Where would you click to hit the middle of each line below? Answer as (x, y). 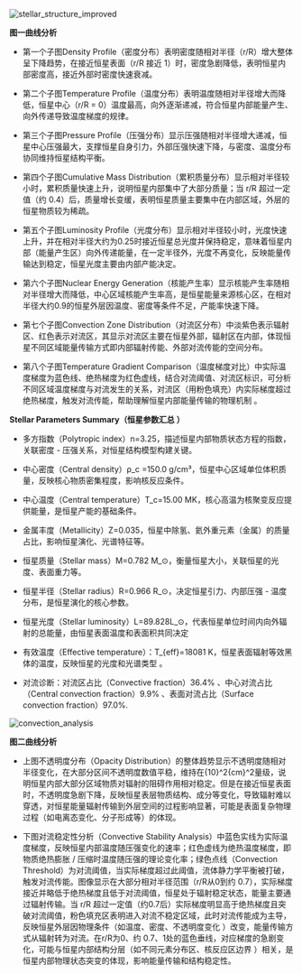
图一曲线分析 (33, 32)
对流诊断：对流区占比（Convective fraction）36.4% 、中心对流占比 (147, 682)
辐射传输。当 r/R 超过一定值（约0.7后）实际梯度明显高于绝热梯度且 (154, 904)
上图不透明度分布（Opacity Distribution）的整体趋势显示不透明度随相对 (154, 761)
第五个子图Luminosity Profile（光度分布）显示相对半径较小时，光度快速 (155, 230)
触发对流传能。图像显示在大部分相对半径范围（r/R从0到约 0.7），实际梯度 (157, 881)
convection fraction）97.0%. (75, 705)
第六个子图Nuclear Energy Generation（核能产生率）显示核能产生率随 (152, 283)
